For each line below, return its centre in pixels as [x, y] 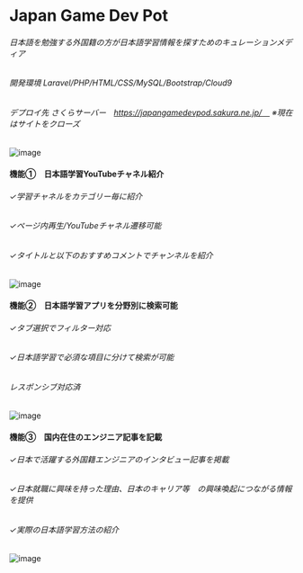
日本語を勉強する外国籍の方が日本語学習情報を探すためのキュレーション [143, 42]
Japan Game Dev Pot [89, 16]
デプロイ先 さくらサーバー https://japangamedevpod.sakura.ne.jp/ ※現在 [151, 112]
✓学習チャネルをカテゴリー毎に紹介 [76, 196]
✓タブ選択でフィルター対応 [60, 327]
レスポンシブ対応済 [45, 387]
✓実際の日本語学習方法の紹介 [64, 530]
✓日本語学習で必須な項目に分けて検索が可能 [92, 357]
